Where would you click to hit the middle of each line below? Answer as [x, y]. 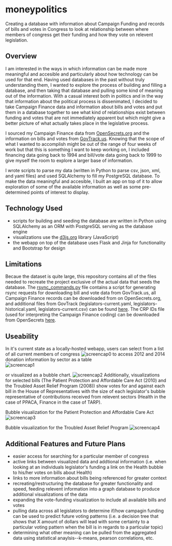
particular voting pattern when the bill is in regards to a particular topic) [88, 527]
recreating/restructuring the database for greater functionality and [82, 483]
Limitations [24, 264]
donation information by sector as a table [49, 360]
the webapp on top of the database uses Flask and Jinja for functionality [89, 242]
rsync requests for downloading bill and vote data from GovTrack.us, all [81, 293]
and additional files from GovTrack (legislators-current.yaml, [69, 304]
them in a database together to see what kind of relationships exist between [85, 112]
